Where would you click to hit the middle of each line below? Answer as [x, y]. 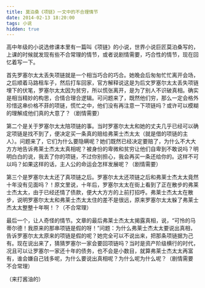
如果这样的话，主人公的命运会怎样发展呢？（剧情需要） [92, 164]
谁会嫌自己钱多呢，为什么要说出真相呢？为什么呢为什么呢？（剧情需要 [105, 259]
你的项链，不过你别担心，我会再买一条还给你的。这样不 [124, 156]
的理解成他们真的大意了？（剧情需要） [54, 113]
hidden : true [23, 29]
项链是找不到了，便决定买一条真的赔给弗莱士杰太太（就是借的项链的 [97, 134]
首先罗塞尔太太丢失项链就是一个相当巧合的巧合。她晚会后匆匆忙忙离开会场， [103, 75]
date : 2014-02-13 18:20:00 [41, 18]
